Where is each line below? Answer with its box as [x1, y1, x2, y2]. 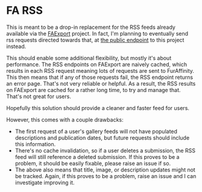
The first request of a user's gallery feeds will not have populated [14, 128, 178, 135]
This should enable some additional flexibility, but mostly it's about [6, 54, 172, 61]
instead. [6, 43, 27, 50]
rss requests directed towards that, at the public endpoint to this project [6, 36, 185, 43]
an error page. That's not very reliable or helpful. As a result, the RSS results [6, 79, 196, 87]
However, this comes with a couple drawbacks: [6, 116, 124, 123]
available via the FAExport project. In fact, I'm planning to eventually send [6, 29, 189, 37]
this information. [14, 140, 56, 147]
